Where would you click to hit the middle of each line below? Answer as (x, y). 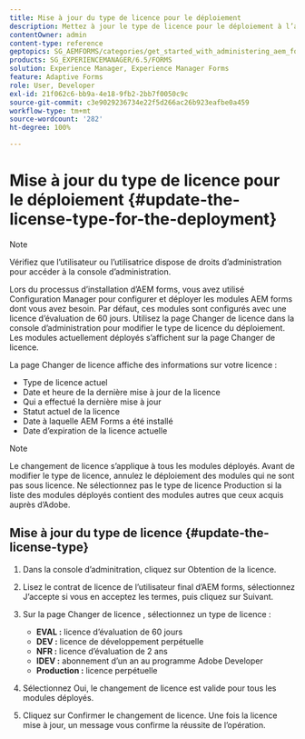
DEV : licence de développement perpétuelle (120, 641)
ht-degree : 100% (40, 128)
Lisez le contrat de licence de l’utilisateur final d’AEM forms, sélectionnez (158, 586)
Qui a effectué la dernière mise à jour (92, 402)
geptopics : (30, 52)
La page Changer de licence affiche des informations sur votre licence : (143, 365)
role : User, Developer (52, 85)
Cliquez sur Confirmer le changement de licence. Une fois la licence (150, 715)
